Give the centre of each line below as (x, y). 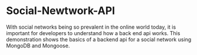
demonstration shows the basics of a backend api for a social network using (99, 39)
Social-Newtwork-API (60, 11)
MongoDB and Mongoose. (38, 46)
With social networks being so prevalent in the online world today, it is (91, 27)
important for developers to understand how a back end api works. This (93, 33)
